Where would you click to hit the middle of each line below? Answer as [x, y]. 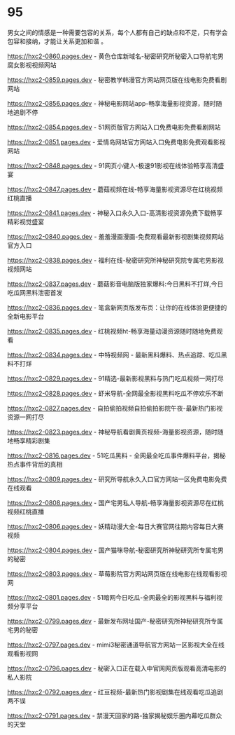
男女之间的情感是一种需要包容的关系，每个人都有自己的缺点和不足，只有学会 [117, 32]
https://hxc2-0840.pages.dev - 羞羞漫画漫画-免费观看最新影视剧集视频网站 [115, 236]
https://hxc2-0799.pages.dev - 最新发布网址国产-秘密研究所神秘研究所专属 [115, 621]
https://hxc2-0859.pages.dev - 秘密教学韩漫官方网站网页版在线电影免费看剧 [117, 80]
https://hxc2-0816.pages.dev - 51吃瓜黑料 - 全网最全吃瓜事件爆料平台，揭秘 [116, 455]
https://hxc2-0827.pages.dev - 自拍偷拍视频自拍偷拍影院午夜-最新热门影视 [115, 408]
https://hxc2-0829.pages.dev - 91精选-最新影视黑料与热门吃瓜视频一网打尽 [115, 378]
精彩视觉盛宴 [26, 221]
